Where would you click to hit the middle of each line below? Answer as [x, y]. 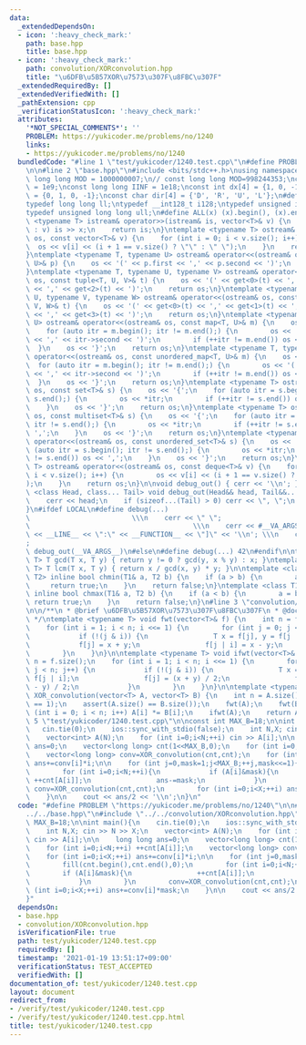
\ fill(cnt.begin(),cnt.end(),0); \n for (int [142, 865]
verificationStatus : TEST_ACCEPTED [85, 967]
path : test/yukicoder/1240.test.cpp [87, 941]
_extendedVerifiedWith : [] [69, 94]
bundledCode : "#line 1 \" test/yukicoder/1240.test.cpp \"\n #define [146, 162]
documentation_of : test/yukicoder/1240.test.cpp [103, 984]
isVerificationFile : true [67, 933]
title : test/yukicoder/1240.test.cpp [81, 1026]
